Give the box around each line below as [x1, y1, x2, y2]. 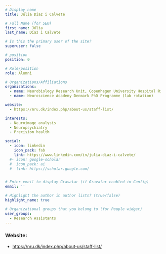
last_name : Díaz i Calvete [5, 30, 61, 35]
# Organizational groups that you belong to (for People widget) [5, 206, 142, 211]
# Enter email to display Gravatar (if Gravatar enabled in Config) [5, 179, 149, 185]
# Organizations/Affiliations [5, 80, 68, 85]
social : [5, 139, 21, 144]
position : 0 [5, 57, 30, 62]
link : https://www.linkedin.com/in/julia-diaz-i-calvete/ [14, 152, 136, 157]
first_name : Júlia [5, 25, 43, 30]
